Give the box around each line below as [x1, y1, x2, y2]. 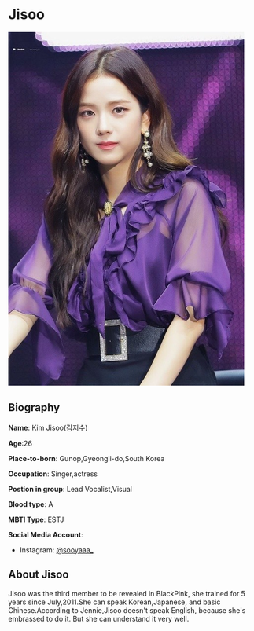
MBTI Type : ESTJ [8, 515, 64, 524]
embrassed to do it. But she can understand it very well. [8, 614, 190, 623]
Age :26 [8, 438, 33, 448]
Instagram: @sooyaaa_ [19, 545, 94, 555]
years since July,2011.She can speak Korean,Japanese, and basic [8, 597, 221, 607]
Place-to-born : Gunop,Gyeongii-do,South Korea [8, 453, 165, 463]
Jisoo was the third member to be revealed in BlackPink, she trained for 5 [8, 589, 246, 598]
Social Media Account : [8, 530, 84, 539]
